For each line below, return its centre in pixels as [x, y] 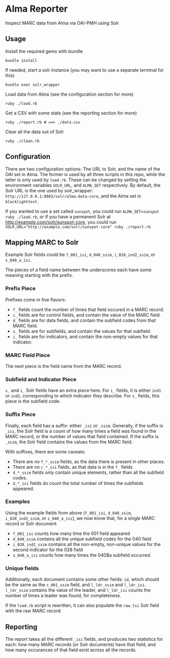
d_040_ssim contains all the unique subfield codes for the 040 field [82, 539]
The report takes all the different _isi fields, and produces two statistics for [84, 639]
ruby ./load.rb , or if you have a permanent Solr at [58, 216]
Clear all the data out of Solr [35, 132]
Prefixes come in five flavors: [36, 299]
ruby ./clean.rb [22, 141]
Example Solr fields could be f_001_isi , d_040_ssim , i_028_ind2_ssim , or [80, 254]
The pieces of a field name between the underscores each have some [78, 270]
